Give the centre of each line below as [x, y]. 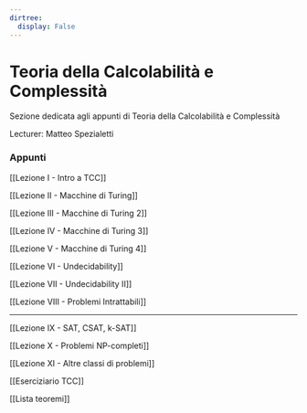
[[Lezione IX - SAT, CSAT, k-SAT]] [73, 328]
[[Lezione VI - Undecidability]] [66, 266]
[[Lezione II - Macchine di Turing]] [74, 195]
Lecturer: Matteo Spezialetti [62, 134]
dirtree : [26, 18]
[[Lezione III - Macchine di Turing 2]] [79, 213]
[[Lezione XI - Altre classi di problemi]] [82, 363]
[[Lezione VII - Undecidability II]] [71, 283]
